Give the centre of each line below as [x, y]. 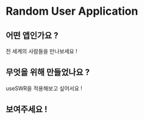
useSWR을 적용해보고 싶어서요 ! [44, 88]
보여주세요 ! [27, 109]
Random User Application [72, 11]
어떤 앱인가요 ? [32, 35]
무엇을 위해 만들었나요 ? [48, 73]
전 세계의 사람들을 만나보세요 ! [41, 51]
